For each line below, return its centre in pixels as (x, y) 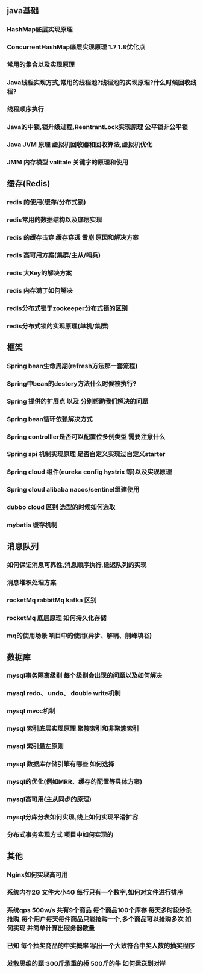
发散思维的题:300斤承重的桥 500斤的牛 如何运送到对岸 (86, 963)
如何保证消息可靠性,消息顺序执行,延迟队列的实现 (77, 565)
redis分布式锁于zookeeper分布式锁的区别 (67, 308)
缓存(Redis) (29, 183)
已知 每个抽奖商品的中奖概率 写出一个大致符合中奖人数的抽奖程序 (101, 946)
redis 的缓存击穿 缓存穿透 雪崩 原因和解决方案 (73, 237)
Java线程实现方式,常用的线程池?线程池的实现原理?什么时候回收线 (102, 83)
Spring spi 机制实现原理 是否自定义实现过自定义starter (86, 454)
